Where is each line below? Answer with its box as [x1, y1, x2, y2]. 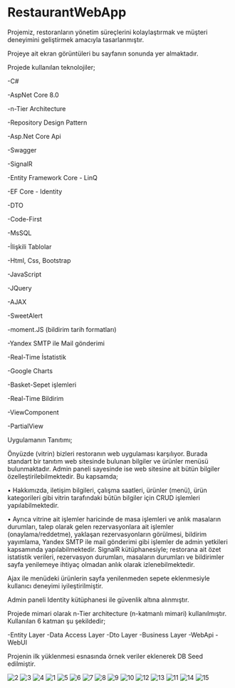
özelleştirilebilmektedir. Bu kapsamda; [7, 471, 119, 481]
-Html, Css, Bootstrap [7, 256, 71, 264]
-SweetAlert [7, 311, 43, 320]
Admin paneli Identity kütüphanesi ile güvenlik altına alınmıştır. [7, 595, 189, 604]
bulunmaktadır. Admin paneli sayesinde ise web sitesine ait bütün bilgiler [7, 464, 220, 473]
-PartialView [7, 422, 44, 430]
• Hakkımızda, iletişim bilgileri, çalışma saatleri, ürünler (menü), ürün [7, 486, 208, 494]
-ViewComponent [7, 407, 59, 417]
